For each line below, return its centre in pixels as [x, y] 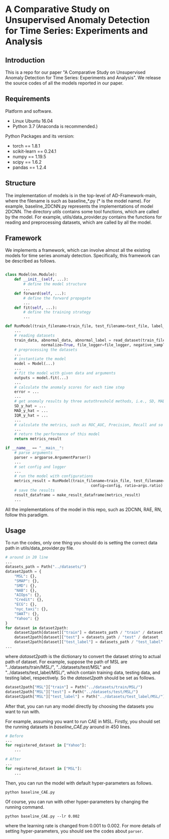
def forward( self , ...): [40, 293]
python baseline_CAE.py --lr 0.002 [43, 816]
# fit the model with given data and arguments [65, 373]
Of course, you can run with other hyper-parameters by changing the [77, 802]
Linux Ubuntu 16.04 [33, 121]
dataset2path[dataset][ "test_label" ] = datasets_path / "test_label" [89, 642]
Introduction [25, 60]
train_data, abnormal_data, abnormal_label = [63, 340]
